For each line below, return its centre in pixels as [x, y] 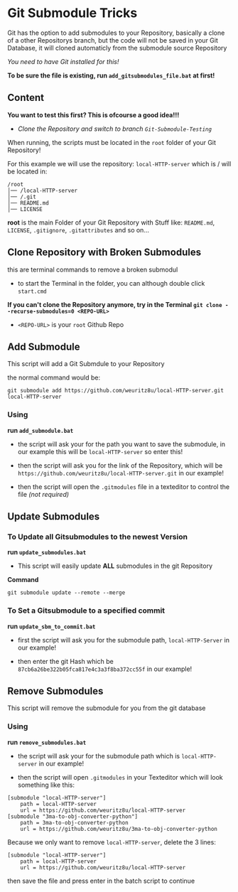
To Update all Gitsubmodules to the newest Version [98, 537]
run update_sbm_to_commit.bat [52, 626]
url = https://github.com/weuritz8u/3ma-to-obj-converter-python [119, 829]
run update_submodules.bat [47, 552]
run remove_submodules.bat [47, 742]
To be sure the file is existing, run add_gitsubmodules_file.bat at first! [111, 75]
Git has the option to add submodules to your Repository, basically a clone [116, 33]
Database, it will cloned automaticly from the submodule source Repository [117, 48]
